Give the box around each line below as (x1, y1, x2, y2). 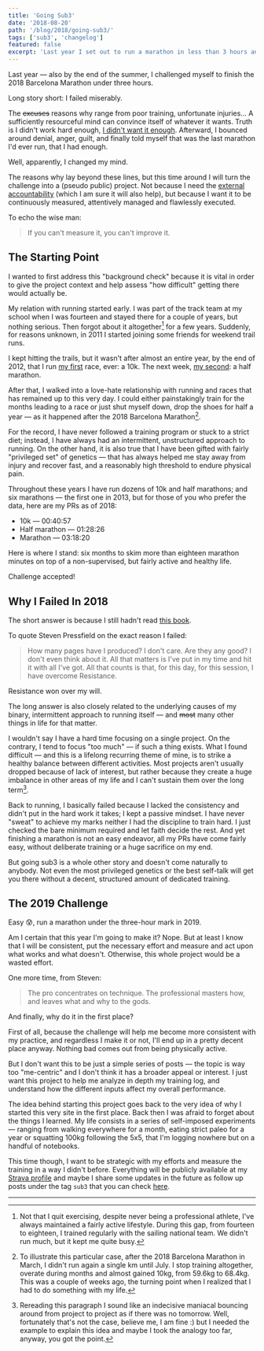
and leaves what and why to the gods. (27, 997, 151, 1006)
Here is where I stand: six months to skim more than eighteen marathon (8, 548, 240, 558)
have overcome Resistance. (27, 670, 118, 681)
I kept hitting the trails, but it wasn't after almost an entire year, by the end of (8, 353, 255, 363)
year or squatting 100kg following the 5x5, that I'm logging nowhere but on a (8, 1133, 255, 1142)
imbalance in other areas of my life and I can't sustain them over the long (8, 775, 244, 784)
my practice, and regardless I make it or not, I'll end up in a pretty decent (8, 1035, 244, 1045)
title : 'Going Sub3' (8, 11, 76, 20)
